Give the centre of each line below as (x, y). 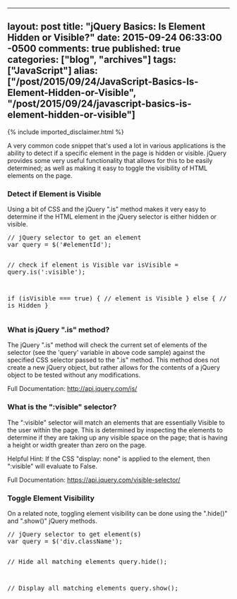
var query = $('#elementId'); (60, 245)
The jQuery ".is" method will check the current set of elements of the (107, 345)
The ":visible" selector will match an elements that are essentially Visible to (116, 422)
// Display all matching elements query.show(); (93, 588)
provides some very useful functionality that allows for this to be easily (110, 160)
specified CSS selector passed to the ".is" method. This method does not (114, 360)
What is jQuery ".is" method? (59, 330)
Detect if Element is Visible (54, 193)
